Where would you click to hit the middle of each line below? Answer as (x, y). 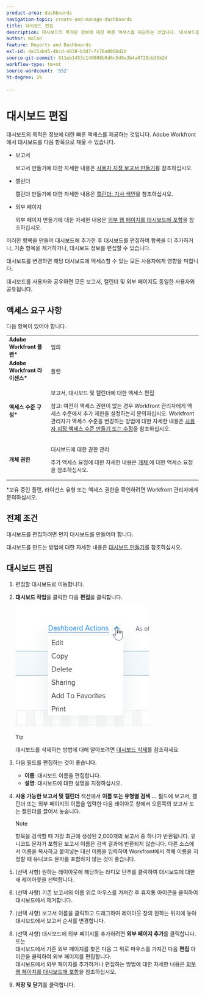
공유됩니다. (20, 289)
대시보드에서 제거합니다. (44, 900)
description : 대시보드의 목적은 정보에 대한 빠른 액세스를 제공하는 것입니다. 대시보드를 (103, 32)
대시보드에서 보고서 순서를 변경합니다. (60, 920)
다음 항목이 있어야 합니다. (37, 326)
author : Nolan (24, 39)
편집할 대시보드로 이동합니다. (49, 584)
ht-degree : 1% (24, 77)
